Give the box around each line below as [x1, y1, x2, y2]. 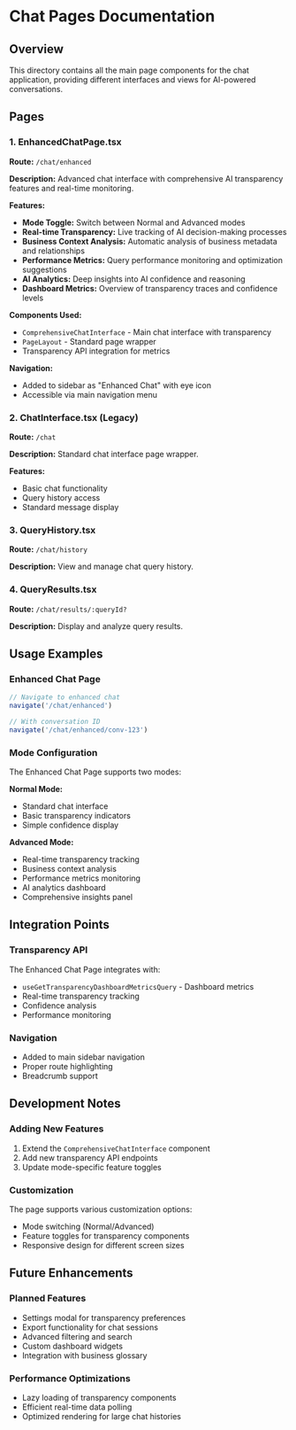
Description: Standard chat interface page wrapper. [9, 448, 199, 459]
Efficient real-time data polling [21, 1402, 133, 1412]
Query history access [21, 492, 101, 502]
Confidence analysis [21, 999, 97, 1011]
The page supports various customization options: [9, 1204, 193, 1215]
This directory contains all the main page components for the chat [9, 65, 250, 75]
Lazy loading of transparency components [21, 1393, 177, 1403]
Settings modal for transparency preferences [21, 1312, 186, 1323]
